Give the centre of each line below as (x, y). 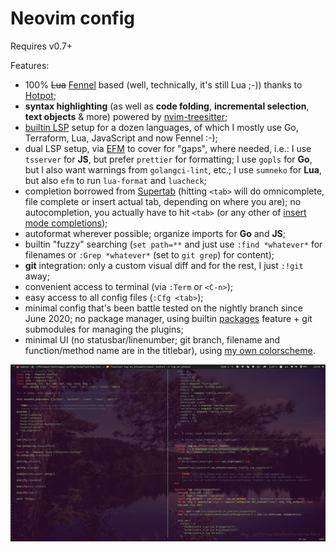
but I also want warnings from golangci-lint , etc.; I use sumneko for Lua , (173, 169)
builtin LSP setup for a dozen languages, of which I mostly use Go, (161, 127)
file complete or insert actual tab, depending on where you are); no (163, 201)
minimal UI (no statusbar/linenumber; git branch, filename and (152, 339)
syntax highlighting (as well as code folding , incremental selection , (167, 106)
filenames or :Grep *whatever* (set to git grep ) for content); (149, 254)
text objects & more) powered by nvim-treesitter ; (126, 116)
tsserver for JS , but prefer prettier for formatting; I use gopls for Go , (168, 159)
